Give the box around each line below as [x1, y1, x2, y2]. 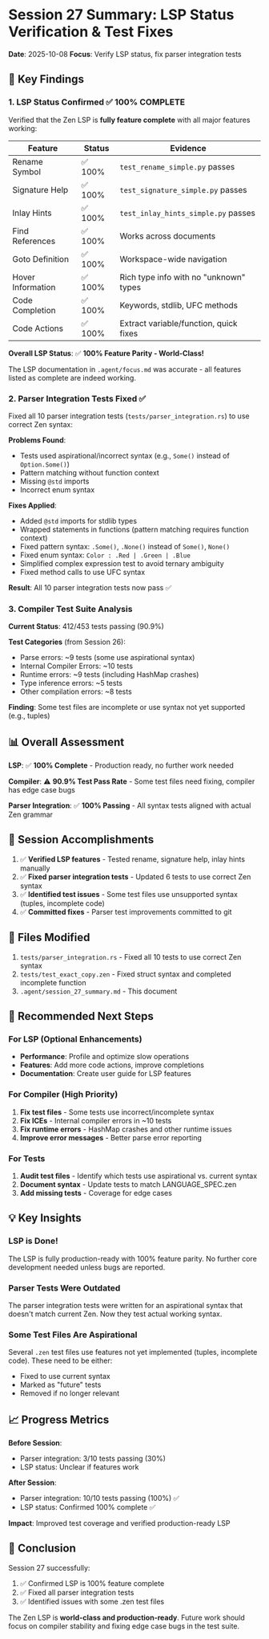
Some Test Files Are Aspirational [8, 1329, 138, 1340]
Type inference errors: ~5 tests [19, 679, 122, 688]
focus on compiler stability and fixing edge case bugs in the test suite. [8, 1621, 240, 1631]
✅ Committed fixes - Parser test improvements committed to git [19, 907, 232, 916]
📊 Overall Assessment [8, 735, 125, 748]
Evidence [170, 142, 207, 153]
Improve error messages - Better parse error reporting [19, 1132, 203, 1142]
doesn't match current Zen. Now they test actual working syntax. [8, 1309, 223, 1319]
